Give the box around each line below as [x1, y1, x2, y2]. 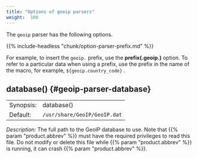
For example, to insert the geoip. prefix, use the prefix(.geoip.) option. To [6, 54, 188, 61]
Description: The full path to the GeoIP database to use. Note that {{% [6, 126, 178, 133]
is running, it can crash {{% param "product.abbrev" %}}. [6, 145, 147, 153]
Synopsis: [9, 101, 37, 110]
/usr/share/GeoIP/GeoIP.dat [42, 111, 122, 118]
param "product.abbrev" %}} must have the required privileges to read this [6, 132, 190, 139]
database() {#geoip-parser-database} [6, 84, 151, 94]
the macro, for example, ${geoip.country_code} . [6, 66, 125, 74]
